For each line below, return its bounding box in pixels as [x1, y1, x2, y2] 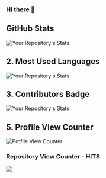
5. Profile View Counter [6, 122, 94, 132]
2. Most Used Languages [6, 56, 100, 67]
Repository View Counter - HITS [6, 153, 101, 161]
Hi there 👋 [6, 5, 36, 14]
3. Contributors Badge [6, 89, 90, 99]
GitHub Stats [6, 24, 54, 34]
